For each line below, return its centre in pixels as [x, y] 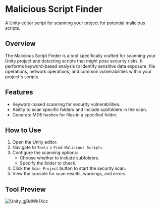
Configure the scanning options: [45, 153]
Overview [21, 44]
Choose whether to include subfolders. [59, 158]
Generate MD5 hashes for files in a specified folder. [65, 114]
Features [19, 92]
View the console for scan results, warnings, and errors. [70, 174]
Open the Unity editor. [35, 142]
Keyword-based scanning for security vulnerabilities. [66, 104]
